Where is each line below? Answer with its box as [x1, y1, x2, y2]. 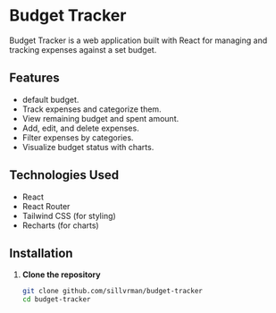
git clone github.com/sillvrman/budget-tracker [21, 287, 203, 296]
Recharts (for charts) [21, 220, 100, 231]
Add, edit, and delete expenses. [21, 123, 140, 133]
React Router [21, 200, 71, 211]
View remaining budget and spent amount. [21, 113, 180, 123]
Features [9, 71, 60, 86]
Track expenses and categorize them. [21, 104, 163, 114]
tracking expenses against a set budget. [9, 44, 157, 55]
